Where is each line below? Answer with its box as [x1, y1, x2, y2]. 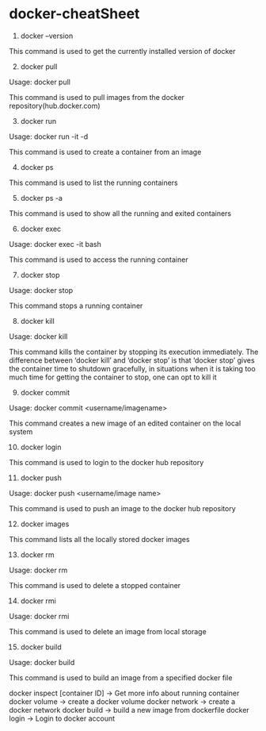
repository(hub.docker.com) [9, 101, 101, 110]
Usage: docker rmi [9, 611, 70, 621]
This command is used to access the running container [9, 255, 188, 264]
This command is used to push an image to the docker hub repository [9, 503, 236, 513]
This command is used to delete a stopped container [9, 580, 181, 590]
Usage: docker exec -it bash [9, 239, 101, 248]
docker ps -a [20, 193, 63, 202]
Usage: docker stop [9, 285, 74, 294]
